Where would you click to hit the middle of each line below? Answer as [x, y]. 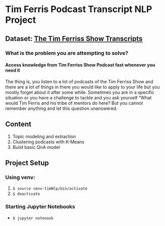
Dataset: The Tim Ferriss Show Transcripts [74, 39]
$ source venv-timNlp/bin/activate [50, 189]
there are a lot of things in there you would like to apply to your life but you [82, 87]
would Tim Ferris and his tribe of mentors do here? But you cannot [74, 103]
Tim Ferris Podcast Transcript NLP [79, 9]
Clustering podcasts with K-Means [48, 142]
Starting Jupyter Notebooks [40, 207]
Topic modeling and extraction [44, 136]
